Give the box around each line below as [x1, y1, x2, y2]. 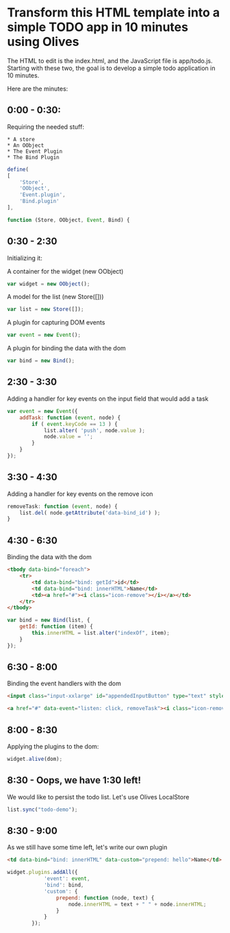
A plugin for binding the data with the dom [7, 344, 127, 353]
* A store [7, 136, 36, 143]
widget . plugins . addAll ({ [7, 869, 78, 876]
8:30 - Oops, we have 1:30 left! [7, 775, 142, 786]
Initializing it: [7, 254, 42, 262]
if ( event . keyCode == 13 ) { [31, 421, 118, 427]
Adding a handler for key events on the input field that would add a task [7, 394, 209, 403]
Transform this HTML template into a [7, 5, 220, 21]
